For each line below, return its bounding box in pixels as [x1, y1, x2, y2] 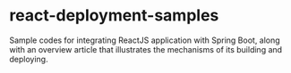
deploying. [9, 53, 48, 64]
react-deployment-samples [9, 5, 219, 26]
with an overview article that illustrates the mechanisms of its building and [9, 44, 283, 54]
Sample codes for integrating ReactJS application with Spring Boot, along [9, 35, 280, 45]
